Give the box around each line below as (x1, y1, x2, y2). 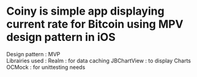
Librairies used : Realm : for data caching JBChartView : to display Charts (6, 57, 191, 64)
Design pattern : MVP (6, 50, 61, 57)
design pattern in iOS (6, 31, 116, 44)
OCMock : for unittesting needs (6, 63, 86, 71)
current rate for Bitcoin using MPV (6, 17, 184, 31)
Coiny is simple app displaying (6, 4, 165, 18)
